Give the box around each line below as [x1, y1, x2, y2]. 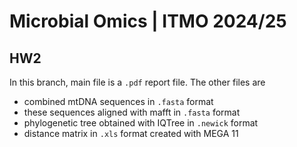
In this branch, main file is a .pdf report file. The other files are [9, 76, 266, 88]
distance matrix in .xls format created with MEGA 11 [23, 128, 239, 139]
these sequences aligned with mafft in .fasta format [23, 106, 241, 118]
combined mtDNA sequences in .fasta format [23, 96, 214, 107]
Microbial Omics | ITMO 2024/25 [9, 10, 287, 33]
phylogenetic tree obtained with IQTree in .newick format [23, 117, 259, 129]
